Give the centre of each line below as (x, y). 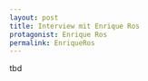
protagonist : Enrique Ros (58, 34)
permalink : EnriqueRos (52, 43)
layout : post (34, 18)
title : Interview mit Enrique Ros (75, 26)
